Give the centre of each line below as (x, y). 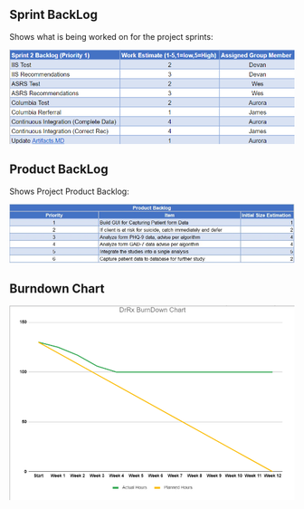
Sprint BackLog (53, 15)
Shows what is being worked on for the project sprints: (111, 36)
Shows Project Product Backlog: (69, 191)
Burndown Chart (57, 288)
